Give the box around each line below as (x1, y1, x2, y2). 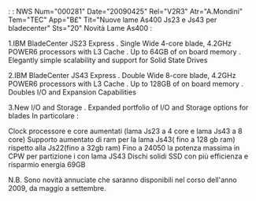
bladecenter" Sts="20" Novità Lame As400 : (8, 24, 152, 32)
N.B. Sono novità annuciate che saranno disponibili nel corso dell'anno (8, 175, 238, 184)
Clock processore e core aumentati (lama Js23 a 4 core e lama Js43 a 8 (8, 126, 243, 136)
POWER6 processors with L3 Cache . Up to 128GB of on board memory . (8, 79, 244, 88)
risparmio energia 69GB (8, 160, 86, 169)
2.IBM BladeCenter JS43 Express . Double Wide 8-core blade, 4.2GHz (8, 71, 236, 80)
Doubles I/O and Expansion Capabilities (8, 87, 136, 97)
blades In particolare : (8, 111, 79, 121)
